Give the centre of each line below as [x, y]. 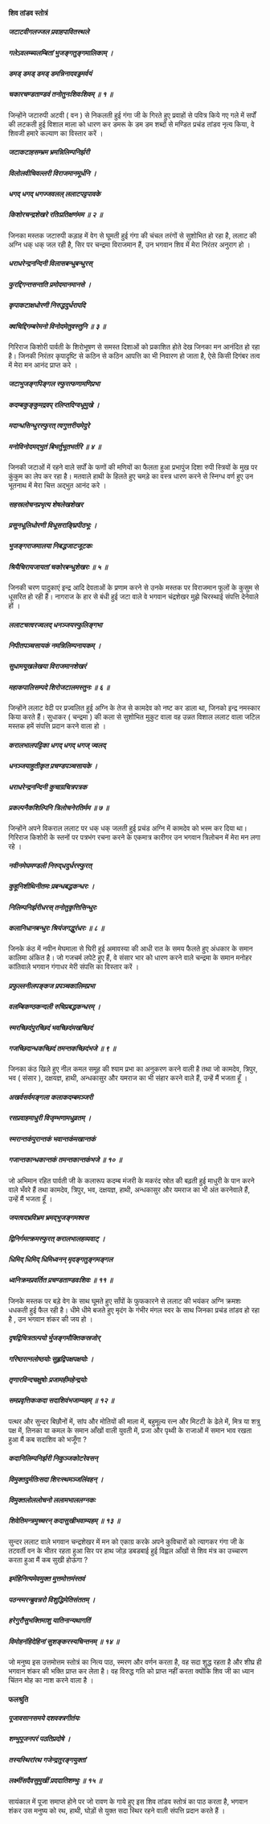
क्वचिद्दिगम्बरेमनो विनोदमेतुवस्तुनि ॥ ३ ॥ [57, 326]
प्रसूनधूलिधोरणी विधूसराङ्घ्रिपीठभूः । [53, 524]
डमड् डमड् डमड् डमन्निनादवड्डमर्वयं [50, 73]
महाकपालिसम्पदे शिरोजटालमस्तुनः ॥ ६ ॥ [59, 687]
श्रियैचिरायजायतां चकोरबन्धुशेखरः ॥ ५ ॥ [58, 566]
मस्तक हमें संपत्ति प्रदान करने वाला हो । [57, 726]
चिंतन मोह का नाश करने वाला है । [51, 1680]
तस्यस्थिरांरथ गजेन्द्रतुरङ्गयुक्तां [47, 1760]
